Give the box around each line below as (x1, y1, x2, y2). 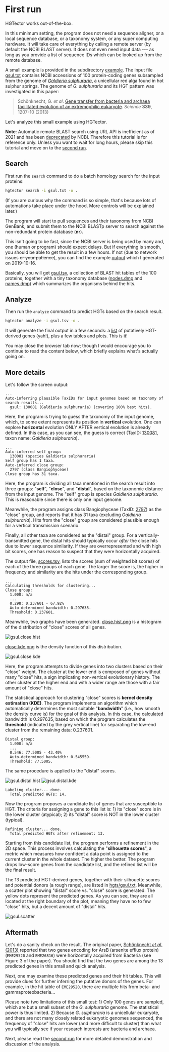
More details (5, 368, 45, 377)
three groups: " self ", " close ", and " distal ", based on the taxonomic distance (5, 486, 163, 492)
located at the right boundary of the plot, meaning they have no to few (5, 898, 151, 905)
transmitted (5, 538, 29, 544)
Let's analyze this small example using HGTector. (5, 119, 107, 125)
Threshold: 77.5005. (10, 759, 53, 764)
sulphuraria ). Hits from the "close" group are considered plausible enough (5, 517, 160, 523)
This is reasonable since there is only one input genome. (5, 496, 123, 502)
